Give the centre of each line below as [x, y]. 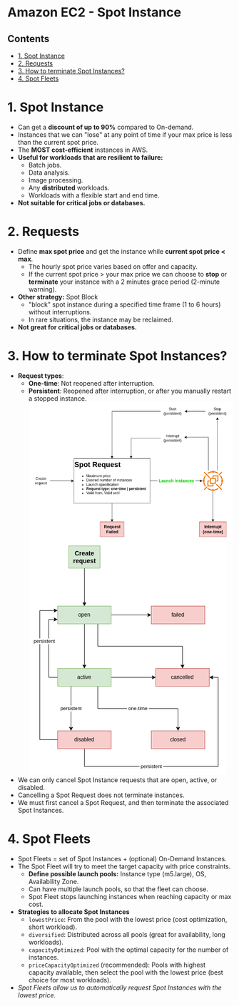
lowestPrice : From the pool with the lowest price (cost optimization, [128, 920]
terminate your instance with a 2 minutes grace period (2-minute [124, 282]
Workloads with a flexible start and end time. [94, 195]
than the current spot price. [58, 142]
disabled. [31, 788]
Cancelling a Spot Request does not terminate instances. [101, 795]
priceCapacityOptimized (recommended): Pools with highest [117, 965]
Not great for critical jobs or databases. [77, 327]
